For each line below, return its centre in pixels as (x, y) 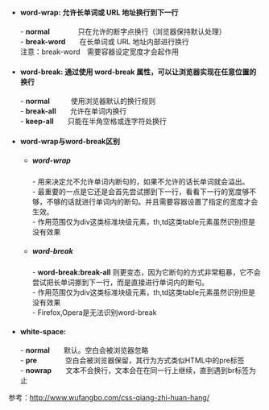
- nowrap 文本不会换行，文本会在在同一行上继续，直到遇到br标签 (134, 371)
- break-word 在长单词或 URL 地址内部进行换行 (104, 42)
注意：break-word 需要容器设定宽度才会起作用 (99, 52)
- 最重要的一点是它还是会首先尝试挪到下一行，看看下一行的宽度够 (141, 191)
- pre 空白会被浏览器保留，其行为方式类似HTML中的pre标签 (132, 360)
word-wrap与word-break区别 (70, 141)
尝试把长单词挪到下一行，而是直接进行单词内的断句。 (120, 282)
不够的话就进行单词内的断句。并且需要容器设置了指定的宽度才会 (152, 201)
